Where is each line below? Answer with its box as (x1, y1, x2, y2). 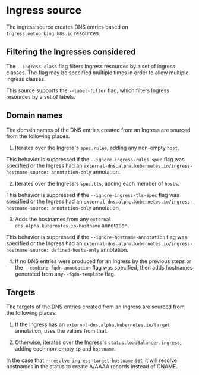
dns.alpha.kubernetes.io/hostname (14, 223, 100, 229)
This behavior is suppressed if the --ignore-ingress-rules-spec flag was (6, 155, 185, 162)
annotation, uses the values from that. (14, 327, 108, 335)
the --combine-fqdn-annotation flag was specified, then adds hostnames (14, 264, 193, 271)
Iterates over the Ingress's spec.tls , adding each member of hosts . (14, 180, 180, 187)
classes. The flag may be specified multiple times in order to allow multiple (6, 69, 189, 76)
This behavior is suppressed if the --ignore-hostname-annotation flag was (6, 233, 188, 240)
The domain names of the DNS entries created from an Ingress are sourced (6, 126, 191, 133)
